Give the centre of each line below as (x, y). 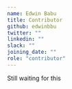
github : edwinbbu (32, 26)
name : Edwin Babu (32, 13)
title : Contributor (35, 20)
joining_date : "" (32, 52)
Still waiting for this (34, 78)
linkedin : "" (26, 39)
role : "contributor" (37, 59)
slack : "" (21, 46)
